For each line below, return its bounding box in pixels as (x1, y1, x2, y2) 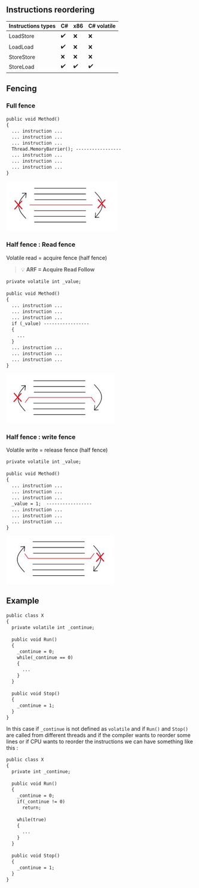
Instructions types (8, 22, 56, 29)
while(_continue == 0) (17, 654, 74, 660)
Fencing (6, 83, 37, 94)
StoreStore (8, 53, 36, 61)
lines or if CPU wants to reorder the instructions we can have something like (6, 738, 193, 745)
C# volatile (88, 22, 116, 29)
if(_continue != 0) (17, 799, 66, 805)
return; (22, 805, 42, 811)
